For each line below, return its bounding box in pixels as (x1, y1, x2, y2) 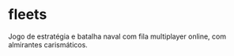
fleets (8, 6, 47, 24)
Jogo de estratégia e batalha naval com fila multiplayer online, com (8, 32, 227, 41)
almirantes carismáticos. (8, 39, 89, 49)
